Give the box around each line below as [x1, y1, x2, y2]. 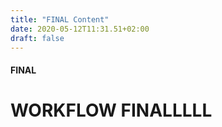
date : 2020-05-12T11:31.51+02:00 [10, 24, 150, 34]
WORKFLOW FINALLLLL [10, 99, 213, 122]
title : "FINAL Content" [10, 14, 110, 25]
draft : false [10, 33, 65, 43]
